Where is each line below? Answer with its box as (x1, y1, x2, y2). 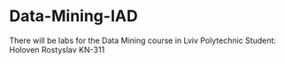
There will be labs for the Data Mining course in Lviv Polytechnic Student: (9, 35, 277, 46)
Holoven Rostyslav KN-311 (9, 44, 105, 54)
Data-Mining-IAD (9, 6, 139, 26)
